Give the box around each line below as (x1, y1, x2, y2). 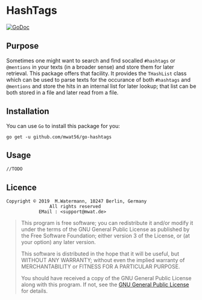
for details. (21, 287, 48, 295)
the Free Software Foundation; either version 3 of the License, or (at (21, 232, 190, 239)
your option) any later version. (21, 239, 96, 246)
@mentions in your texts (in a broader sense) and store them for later (6, 63, 174, 70)
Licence (6, 182, 37, 192)
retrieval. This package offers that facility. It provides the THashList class (6, 70, 187, 77)
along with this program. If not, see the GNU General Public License (21, 281, 189, 289)
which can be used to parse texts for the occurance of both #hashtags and (6, 76, 191, 83)
